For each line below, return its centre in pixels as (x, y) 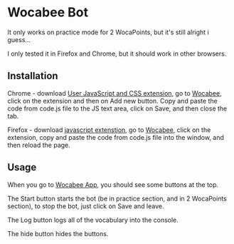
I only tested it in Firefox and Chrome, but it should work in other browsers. (117, 54)
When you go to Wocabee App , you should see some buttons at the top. (113, 184)
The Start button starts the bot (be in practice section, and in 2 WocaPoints (117, 198)
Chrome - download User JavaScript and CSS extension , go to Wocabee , (115, 93)
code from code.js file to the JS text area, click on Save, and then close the (117, 108)
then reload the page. (39, 145)
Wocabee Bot (48, 12)
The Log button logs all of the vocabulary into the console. (93, 220)
